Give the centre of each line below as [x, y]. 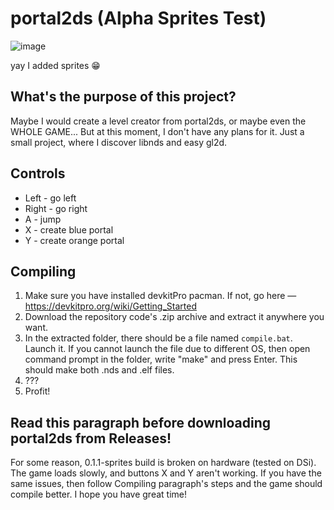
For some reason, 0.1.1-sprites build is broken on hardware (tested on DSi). [163, 463]
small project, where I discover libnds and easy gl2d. [119, 142]
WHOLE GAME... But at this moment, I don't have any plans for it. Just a [157, 131]
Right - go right [56, 208]
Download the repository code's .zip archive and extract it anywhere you [174, 317]
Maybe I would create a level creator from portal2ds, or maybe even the [158, 121]
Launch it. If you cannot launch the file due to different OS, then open [167, 349]
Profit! [37, 391]
